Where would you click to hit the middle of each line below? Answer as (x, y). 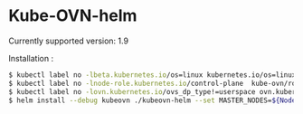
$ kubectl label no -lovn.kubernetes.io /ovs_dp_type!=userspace (132, 91)
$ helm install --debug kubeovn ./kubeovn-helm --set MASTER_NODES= (140, 100)
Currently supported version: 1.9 (68, 41)
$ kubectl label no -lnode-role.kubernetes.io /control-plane (126, 83)
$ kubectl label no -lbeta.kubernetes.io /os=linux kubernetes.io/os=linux (152, 75)
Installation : (31, 58)
